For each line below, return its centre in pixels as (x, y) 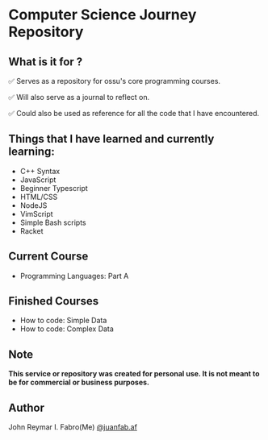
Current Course (48, 257)
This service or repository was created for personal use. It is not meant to (134, 374)
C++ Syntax (40, 171)
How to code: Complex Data (67, 329)
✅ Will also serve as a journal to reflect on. (79, 97)
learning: (31, 152)
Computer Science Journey (103, 15)
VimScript (37, 214)
